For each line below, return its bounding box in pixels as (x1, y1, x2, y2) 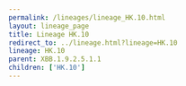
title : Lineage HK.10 (8, 30, 90, 39)
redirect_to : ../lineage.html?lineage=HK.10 (8, 38, 178, 47)
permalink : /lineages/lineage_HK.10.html (8, 13, 166, 22)
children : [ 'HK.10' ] (8, 64, 86, 73)
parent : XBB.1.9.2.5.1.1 (8, 55, 102, 64)
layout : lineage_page (8, 21, 90, 30)
